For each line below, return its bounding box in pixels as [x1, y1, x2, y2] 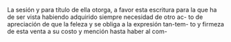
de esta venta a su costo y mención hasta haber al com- [7, 27, 167, 35]
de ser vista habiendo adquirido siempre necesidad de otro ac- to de [7, 13, 203, 21]
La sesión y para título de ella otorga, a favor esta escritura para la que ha [7, 6, 217, 14]
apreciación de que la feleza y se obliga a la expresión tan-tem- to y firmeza [7, 20, 225, 28]
